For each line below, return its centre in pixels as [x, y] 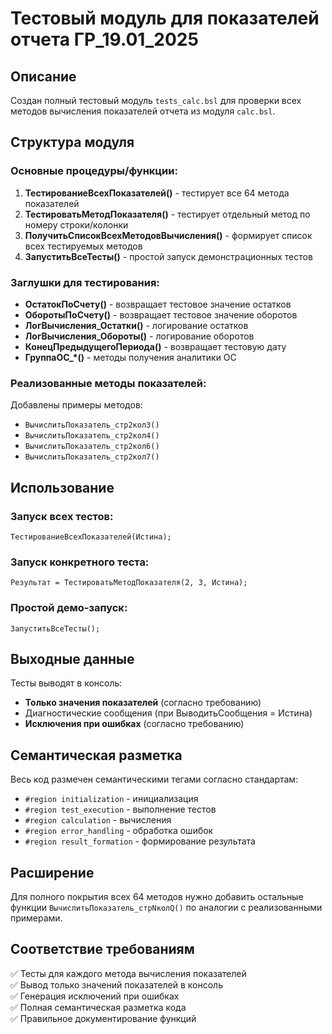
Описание [43, 76]
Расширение [52, 872]
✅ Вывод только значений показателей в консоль [116, 984]
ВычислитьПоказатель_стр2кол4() [92, 436]
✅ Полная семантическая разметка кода [98, 1007]
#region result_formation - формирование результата [140, 841]
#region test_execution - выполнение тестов [120, 809]
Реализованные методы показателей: [108, 383]
